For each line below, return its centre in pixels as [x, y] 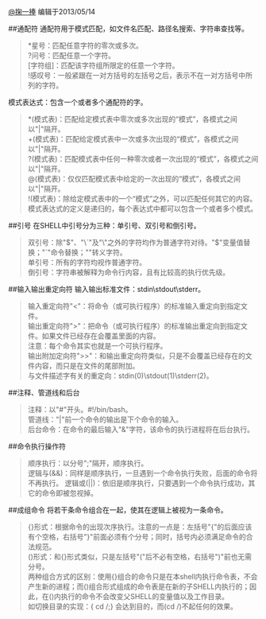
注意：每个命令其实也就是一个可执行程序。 [97, 346]
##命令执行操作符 [37, 446]
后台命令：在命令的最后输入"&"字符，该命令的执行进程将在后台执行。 [141, 429]
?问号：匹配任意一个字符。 [71, 55]
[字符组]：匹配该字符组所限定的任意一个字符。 [104, 65]
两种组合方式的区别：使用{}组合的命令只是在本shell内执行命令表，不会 [143, 576]
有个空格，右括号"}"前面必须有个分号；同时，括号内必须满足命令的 [137, 537]
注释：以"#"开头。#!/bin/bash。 [80, 409]
